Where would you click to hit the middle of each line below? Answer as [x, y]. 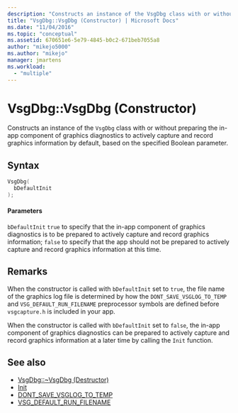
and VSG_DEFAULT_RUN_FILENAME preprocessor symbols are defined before [113, 304]
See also [27, 363]
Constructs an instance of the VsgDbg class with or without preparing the [113, 128]
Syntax [23, 165]
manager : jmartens [34, 60]
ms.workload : [27, 67]
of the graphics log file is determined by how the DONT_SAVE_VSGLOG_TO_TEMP [117, 296]
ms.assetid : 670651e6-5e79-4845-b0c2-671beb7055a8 [84, 40]
